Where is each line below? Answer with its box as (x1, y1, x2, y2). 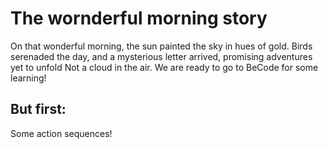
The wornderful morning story (10, 7, 268, 30)
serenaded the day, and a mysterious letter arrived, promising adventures (10, 50, 313, 62)
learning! (10, 72, 47, 84)
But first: (10, 101, 67, 118)
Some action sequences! (10, 127, 113, 139)
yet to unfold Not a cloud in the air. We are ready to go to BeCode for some (10, 61, 319, 73)
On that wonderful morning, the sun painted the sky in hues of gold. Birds (10, 40, 313, 52)
